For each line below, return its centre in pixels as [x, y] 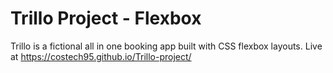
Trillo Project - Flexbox [106, 18]
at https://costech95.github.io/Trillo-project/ [101, 56]
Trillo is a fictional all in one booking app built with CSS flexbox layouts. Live [166, 46]
